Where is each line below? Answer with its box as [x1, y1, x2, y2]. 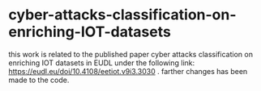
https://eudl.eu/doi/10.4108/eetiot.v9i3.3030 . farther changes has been [8, 66, 248, 76]
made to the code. [8, 75, 70, 85]
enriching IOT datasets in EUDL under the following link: [8, 58, 195, 68]
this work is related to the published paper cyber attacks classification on [8, 49, 254, 59]
